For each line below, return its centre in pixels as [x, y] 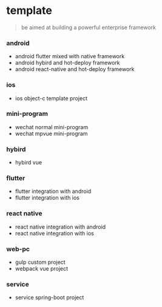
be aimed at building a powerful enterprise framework [89, 27]
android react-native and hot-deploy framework [75, 69]
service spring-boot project [49, 297]
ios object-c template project [51, 98]
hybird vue [29, 163]
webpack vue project [42, 269]
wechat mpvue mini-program [51, 133]
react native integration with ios [54, 233]
